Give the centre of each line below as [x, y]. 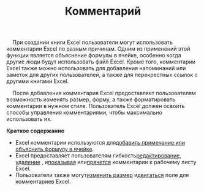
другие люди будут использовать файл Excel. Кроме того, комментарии [101, 62]
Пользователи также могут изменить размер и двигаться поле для [102, 175]
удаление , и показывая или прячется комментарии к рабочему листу [106, 162]
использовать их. [29, 119]
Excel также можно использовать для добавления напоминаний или [96, 68]
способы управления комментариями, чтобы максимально [84, 113]
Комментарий [103, 11]
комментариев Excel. [43, 182]
